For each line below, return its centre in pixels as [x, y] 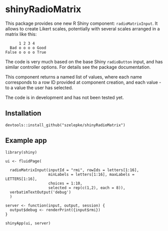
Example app [26, 141]
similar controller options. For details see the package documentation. [78, 67]
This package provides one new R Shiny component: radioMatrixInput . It [81, 23]
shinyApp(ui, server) [28, 223]
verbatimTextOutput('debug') [40, 192]
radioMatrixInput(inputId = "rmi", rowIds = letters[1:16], [74, 170]
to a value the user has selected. [39, 88]
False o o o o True [26, 52]
